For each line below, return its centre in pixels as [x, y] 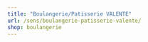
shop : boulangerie [35, 27]
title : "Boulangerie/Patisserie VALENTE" [70, 14]
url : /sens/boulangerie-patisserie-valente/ [74, 21]
